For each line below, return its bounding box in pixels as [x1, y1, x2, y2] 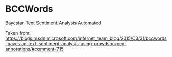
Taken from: [5, 30, 31, 36]
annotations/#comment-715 [5, 46, 64, 52]
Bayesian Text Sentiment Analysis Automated [5, 20, 101, 26]
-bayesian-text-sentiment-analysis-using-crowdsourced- [5, 40, 127, 46]
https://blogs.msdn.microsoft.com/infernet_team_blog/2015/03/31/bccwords [5, 35, 167, 41]
